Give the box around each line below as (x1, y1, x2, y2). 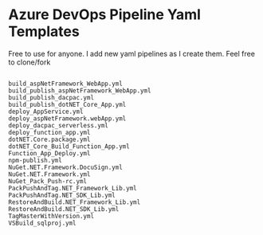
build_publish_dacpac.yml (8, 93, 94, 101)
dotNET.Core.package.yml (8, 135, 91, 143)
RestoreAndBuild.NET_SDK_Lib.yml (8, 205, 120, 213)
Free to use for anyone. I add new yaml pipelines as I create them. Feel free (8, 49, 255, 58)
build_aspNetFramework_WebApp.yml (8, 80, 124, 88)
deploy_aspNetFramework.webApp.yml (8, 114, 127, 123)
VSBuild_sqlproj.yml (8, 219, 77, 227)
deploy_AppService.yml (8, 108, 84, 116)
